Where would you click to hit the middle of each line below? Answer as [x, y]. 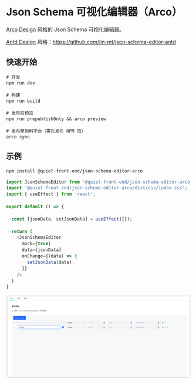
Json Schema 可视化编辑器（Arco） [94, 12]
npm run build [23, 101]
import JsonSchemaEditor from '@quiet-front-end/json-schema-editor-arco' [99, 182]
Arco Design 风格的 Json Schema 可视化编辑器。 [65, 29]
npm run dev [21, 83]
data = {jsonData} [41, 250]
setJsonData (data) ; [51, 262]
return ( [22, 231]
